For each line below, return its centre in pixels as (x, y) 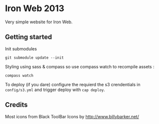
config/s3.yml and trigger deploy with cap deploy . (55, 90)
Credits (16, 105)
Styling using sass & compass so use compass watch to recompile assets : (80, 66)
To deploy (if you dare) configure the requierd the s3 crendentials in (73, 84)
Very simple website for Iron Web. (39, 22)
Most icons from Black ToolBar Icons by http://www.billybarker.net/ (72, 116)
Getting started (29, 37)
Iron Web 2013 (35, 8)
